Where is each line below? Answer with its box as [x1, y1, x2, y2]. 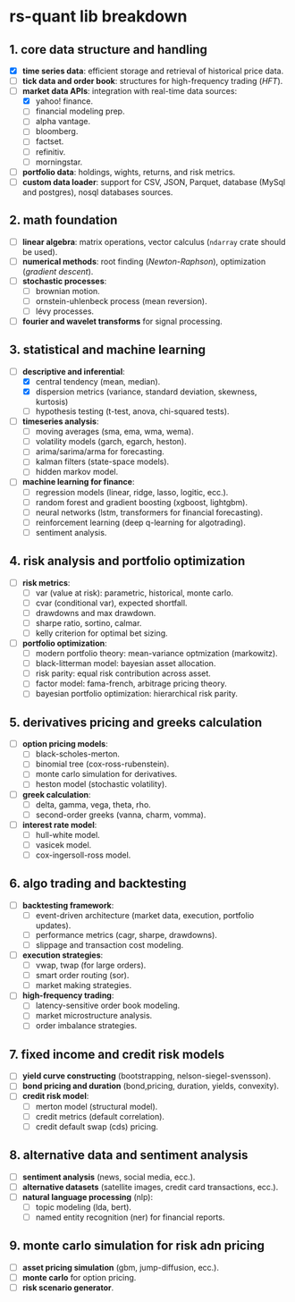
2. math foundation [9, 213, 118, 228]
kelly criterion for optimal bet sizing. [35, 628, 168, 638]
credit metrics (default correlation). [35, 1111, 165, 1121]
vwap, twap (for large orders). [35, 960, 147, 971]
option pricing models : [21, 739, 109, 749]
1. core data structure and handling [9, 42, 208, 57]
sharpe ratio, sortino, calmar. [35, 617, 142, 628]
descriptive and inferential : [21, 366, 125, 376]
